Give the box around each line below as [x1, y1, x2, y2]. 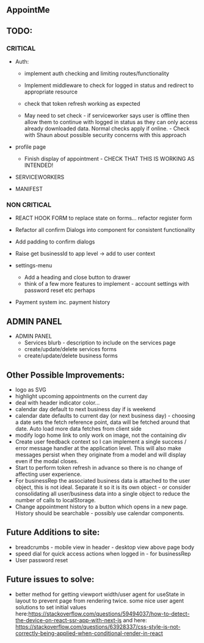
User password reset [15, 556, 68, 563]
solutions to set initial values [15, 603, 87, 611]
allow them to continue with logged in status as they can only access [24, 119, 198, 126]
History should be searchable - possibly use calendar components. [15, 510, 184, 516]
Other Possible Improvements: [6, 370, 125, 380]
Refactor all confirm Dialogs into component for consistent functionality [15, 226, 195, 234]
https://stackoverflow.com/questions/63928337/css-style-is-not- [15, 623, 181, 630]
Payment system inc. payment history [15, 299, 111, 306]
